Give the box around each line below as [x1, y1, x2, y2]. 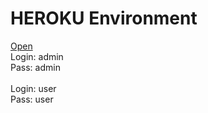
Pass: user [10, 93, 54, 105]
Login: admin [10, 50, 64, 62]
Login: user [10, 82, 57, 94]
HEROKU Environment [10, 7, 198, 30]
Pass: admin [10, 61, 61, 73]
